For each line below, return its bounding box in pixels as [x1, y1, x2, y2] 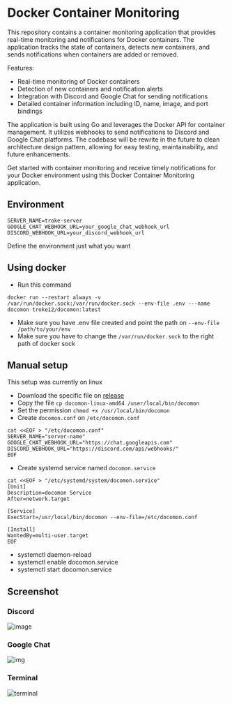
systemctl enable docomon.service [17, 558, 118, 567]
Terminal [7, 673, 38, 683]
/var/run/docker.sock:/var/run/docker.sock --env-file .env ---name [7, 300, 210, 307]
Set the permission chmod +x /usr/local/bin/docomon [17, 406, 170, 414]
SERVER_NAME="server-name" [7, 433, 86, 440]
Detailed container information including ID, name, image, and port [17, 99, 208, 107]
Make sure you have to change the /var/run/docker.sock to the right [17, 331, 215, 340]
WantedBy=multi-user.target [7, 532, 89, 539]
